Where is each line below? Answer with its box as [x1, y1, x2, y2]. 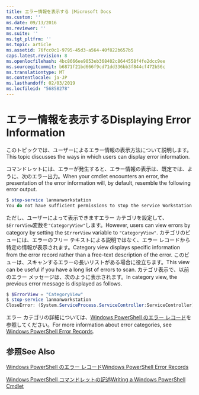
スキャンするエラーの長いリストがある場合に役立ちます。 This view [26, 258, 190, 265]
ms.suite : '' [6, 31, 38, 37]
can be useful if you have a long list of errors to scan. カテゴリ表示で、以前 [6, 266, 190, 273]
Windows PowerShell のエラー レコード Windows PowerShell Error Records [6, 364, 189, 370]
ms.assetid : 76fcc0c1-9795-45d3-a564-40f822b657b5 [6, 47, 134, 53]
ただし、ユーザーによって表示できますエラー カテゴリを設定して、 [6, 214, 168, 221]
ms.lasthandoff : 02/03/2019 [6, 81, 76, 86]
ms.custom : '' [6, 14, 41, 20]
